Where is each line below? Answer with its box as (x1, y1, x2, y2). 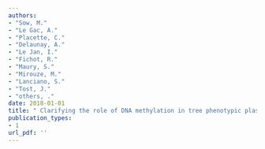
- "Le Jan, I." (8, 48, 58, 56)
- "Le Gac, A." (8, 26, 58, 34)
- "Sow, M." (8, 19, 47, 27)
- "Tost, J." (8, 84, 51, 93)
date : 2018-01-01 (8, 99, 65, 107)
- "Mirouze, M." (8, 70, 62, 78)
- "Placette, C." (8, 33, 65, 42)
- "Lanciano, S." (8, 77, 65, 85)
